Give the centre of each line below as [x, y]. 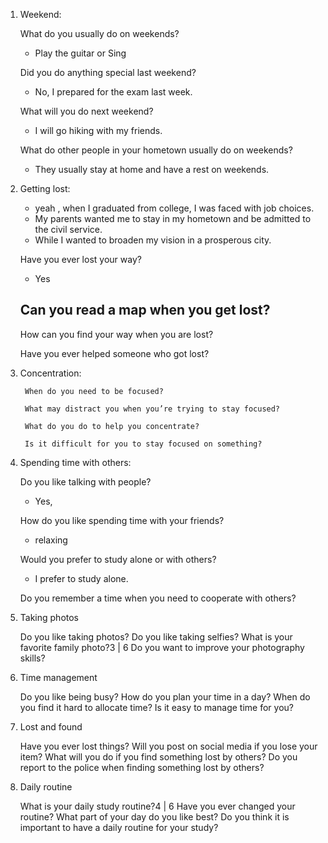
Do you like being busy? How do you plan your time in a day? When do [165, 696]
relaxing [51, 540]
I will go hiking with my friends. [98, 130]
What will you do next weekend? [86, 111]
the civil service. [68, 229]
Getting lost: [45, 188]
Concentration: [50, 373]
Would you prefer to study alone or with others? [118, 559]
